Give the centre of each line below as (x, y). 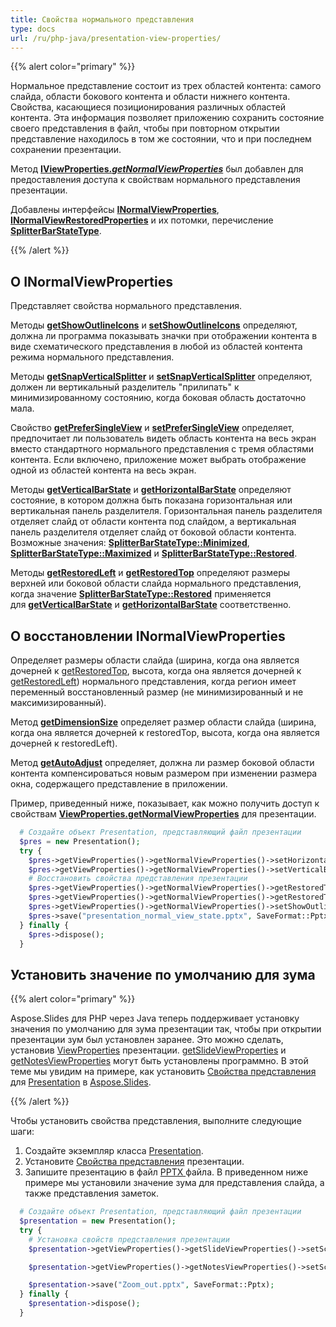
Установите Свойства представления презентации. (134, 1162)
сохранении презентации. (66, 150)
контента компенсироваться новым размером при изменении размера (164, 773)
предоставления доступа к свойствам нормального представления (155, 180)
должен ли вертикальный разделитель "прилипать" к (125, 387)
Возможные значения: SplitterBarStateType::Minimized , (130, 543)
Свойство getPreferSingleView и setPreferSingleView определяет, (152, 428)
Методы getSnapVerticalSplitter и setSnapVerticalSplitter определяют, (161, 377)
